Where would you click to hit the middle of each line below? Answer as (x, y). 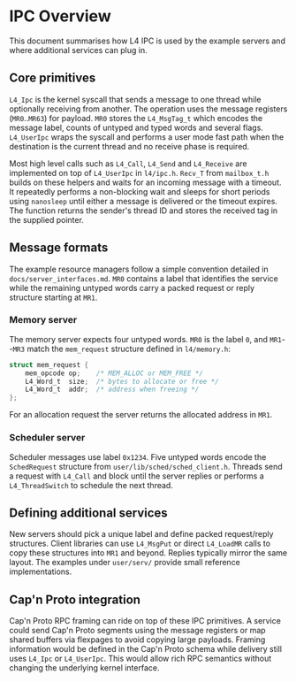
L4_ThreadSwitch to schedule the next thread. (91, 485)
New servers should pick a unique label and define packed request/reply (141, 534)
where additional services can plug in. (78, 50)
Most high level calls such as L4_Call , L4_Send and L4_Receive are (128, 163)
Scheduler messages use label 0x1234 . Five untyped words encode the (138, 456)
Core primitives (53, 78)
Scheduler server (47, 438)
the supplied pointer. (46, 219)
